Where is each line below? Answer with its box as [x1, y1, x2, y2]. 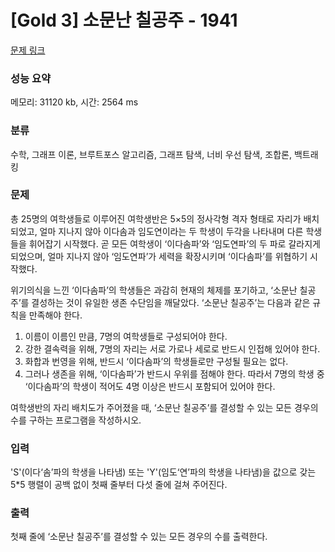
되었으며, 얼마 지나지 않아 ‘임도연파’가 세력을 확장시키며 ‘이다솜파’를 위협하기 [10, 250, 308, 262]
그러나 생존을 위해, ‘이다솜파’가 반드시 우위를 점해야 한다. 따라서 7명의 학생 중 [24, 367, 325, 380]
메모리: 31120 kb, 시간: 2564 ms [10, 96, 139, 108]
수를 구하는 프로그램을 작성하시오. [10, 414, 142, 426]
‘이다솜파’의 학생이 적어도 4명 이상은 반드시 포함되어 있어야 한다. [24, 380, 276, 392]
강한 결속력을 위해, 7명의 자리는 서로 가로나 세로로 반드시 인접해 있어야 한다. [24, 342, 321, 355]
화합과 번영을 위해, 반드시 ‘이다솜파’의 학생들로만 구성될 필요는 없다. [24, 355, 289, 367]
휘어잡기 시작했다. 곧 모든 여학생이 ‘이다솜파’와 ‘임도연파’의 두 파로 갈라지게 [28, 237, 321, 250]
